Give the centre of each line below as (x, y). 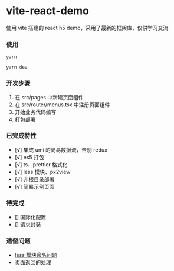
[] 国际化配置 (30, 217)
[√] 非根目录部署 (35, 179)
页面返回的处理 (33, 262)
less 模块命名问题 (36, 255)
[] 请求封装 (28, 225)
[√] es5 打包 (29, 157)
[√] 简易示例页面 (35, 186)
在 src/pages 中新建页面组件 (49, 97)
